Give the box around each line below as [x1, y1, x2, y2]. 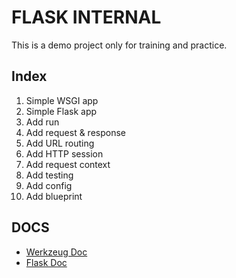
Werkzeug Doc [25, 246, 88, 258]
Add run [25, 116, 60, 128]
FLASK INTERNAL [11, 6, 162, 29]
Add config [25, 179, 73, 191]
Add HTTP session [25, 147, 104, 160]
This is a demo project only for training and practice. [11, 39, 228, 51]
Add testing [25, 169, 74, 181]
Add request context [25, 158, 111, 170]
